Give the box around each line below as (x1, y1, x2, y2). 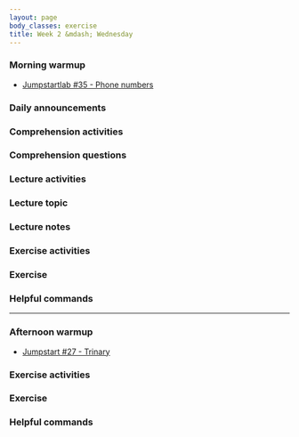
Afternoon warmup (9, 326, 93, 338)
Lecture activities (9, 173, 86, 185)
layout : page (9, 12, 58, 22)
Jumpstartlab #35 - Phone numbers (21, 79, 154, 90)
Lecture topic (9, 197, 69, 209)
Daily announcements (9, 101, 107, 114)
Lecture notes (9, 221, 71, 233)
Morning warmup (9, 59, 86, 71)
